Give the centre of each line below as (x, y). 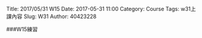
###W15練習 (22, 29)
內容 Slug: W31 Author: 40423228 (54, 16)
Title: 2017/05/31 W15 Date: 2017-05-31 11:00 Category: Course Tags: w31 (99, 9)
